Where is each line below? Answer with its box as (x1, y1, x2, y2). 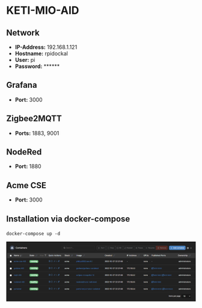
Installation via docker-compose (6, 214, 130, 224)
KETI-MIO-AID (6, 4, 79, 17)
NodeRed (6, 147, 42, 157)
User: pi (14, 57, 35, 63)
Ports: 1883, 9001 (14, 129, 60, 137)
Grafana (6, 80, 37, 90)
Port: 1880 (14, 163, 41, 170)
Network (6, 28, 40, 38)
